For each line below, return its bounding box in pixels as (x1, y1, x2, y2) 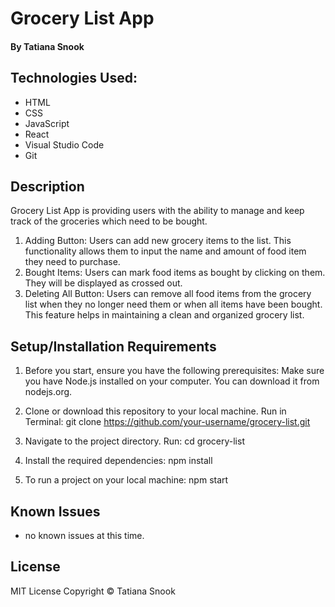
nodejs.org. (24, 386, 73, 398)
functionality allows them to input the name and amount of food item (24, 245, 307, 257)
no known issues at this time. (24, 530, 145, 542)
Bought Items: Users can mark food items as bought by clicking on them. (24, 267, 326, 279)
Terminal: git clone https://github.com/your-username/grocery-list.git (24, 416, 311, 428)
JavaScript (24, 117, 70, 129)
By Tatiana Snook (10, 40, 85, 52)
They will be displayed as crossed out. (24, 277, 183, 289)
